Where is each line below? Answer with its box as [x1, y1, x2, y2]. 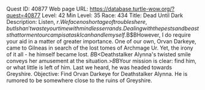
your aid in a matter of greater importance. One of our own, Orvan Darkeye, [6, 38, 197, 45]
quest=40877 [6, 12, 41, 19]
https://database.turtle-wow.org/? [89, 6, 175, 12]
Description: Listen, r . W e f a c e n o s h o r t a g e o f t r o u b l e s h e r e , [6, 18, 147, 25]
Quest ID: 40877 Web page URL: [6, 6, 89, 12]
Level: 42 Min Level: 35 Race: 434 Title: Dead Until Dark [42, 12, 184, 19]
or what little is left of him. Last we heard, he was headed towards [6, 64, 173, 71]
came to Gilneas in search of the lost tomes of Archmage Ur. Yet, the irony [6, 44, 194, 51]
